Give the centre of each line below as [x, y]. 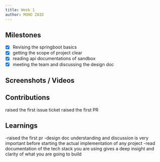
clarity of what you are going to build [43, 154]
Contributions [28, 98]
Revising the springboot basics [45, 47]
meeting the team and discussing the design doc [63, 64]
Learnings [21, 126]
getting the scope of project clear [47, 53]
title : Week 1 [20, 10]
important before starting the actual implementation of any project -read [80, 143]
